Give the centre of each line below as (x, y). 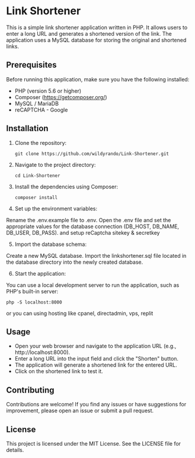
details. (15, 450)
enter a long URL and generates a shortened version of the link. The (89, 33)
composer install (36, 197)
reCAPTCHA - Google (41, 110)
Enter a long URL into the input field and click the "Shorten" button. (97, 359)
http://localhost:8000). (42, 352)
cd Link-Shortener (37, 176)
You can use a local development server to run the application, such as (93, 285)
